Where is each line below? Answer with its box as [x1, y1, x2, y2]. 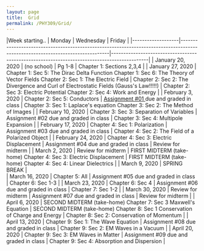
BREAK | [6, 166, 27, 174]
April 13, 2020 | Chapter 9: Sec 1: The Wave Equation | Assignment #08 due [6, 218, 196, 225]
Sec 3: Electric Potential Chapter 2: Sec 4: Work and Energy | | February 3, [6, 89, 193, 96]
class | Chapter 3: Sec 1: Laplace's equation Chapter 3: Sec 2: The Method [6, 102, 194, 109]
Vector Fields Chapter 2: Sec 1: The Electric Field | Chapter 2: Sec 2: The [6, 76, 189, 83]
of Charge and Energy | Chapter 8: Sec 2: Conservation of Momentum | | [6, 211, 189, 219]
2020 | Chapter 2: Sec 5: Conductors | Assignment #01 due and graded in [6, 95, 192, 102]
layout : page [6, 9, 40, 15]
